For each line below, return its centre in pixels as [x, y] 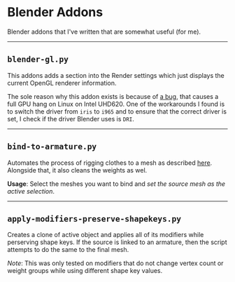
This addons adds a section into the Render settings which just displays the [116, 75]
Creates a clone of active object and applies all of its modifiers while [106, 235]
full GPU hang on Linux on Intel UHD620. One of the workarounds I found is [116, 104]
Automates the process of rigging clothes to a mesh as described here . [110, 163]
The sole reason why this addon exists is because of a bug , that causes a [113, 96]
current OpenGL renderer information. [62, 83]
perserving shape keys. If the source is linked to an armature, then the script [117, 242]
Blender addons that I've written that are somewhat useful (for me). [104, 32]
